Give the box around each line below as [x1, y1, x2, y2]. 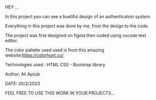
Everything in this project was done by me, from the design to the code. [5, 23, 149, 29]
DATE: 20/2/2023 [5, 80, 40, 86]
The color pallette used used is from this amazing [5, 47, 105, 53]
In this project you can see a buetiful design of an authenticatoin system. [5, 14, 151, 19]
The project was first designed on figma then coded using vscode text [5, 33, 146, 38]
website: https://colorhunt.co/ [5, 52, 64, 58]
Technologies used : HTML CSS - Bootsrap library [5, 62, 106, 67]
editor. [5, 38, 18, 43]
